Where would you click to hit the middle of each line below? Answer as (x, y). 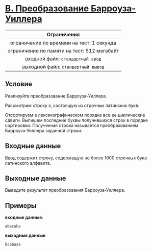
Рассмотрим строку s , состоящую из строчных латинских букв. (72, 105)
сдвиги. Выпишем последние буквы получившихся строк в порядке (76, 120)
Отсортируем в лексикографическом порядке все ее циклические (75, 115)
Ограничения (63, 34)
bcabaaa (13, 245)
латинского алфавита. (28, 163)
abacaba (13, 226)
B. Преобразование (47, 9)
